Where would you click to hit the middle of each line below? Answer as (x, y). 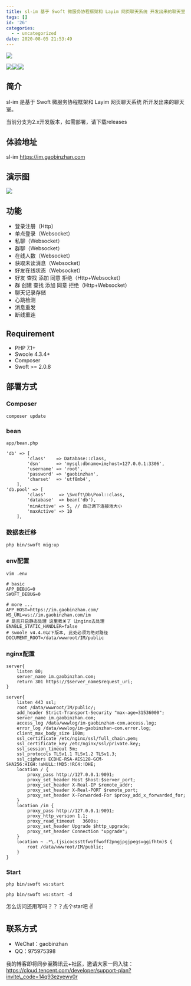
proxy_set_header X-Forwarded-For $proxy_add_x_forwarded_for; (106, 795)
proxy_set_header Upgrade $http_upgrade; (79, 826)
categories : (21, 28)
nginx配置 (21, 654)
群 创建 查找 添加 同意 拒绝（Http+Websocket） (73, 285)
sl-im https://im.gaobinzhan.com (46, 156)
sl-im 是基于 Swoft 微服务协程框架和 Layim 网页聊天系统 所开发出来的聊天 (95, 101)
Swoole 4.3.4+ (32, 354)
